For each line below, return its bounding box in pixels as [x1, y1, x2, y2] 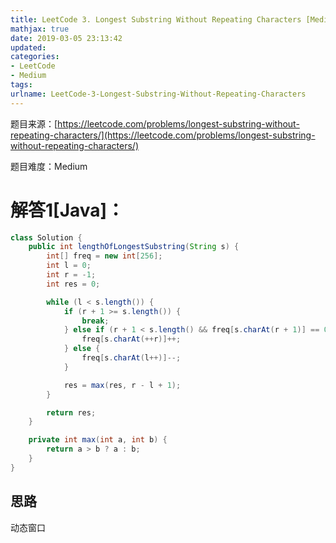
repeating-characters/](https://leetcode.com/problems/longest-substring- [10, 129, 316, 141]
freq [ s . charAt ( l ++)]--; [81, 353, 182, 363]
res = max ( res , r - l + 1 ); [63, 380, 182, 390]
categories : [10, 52, 60, 62]
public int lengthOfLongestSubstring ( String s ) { [28, 242, 240, 252]
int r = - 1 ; [46, 270, 97, 280]
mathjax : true [10, 24, 70, 34]
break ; [81, 316, 110, 326]
